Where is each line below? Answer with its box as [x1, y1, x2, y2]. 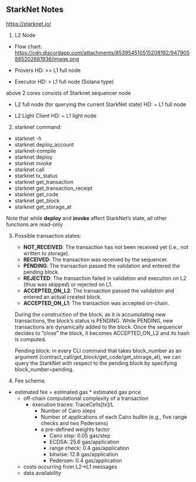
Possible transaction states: [14, 232, 82, 239]
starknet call [14, 166, 45, 173]
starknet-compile [14, 147, 57, 154]
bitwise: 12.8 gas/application [49, 450, 118, 457]
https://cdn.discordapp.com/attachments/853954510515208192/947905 [14, 49, 190, 56]
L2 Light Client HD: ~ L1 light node [14, 112, 97, 119]
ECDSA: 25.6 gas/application [49, 438, 119, 445]
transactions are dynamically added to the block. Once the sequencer [14, 323, 183, 330]
